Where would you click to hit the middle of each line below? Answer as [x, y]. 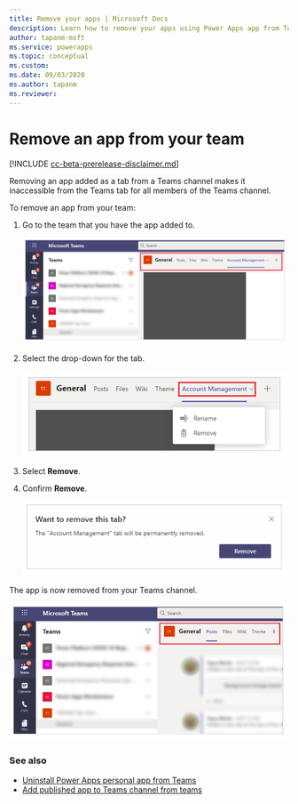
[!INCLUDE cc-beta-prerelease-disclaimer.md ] [94, 164]
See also [28, 760]
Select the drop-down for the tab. [83, 358]
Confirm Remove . [54, 488]
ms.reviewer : [33, 93]
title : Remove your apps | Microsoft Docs [89, 19]
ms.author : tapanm [43, 84]
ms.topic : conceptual [49, 56]
